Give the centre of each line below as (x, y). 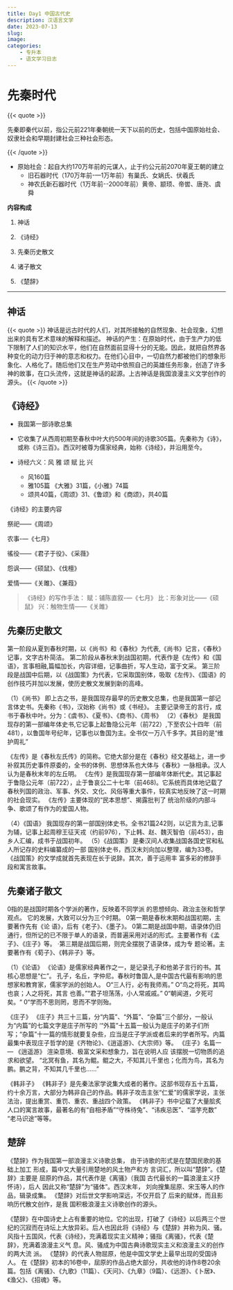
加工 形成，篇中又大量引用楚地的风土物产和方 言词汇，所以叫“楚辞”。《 (119, 1169)
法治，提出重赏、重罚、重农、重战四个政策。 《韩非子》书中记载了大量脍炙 (114, 1101)
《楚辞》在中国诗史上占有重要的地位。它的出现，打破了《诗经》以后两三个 (113, 1218)
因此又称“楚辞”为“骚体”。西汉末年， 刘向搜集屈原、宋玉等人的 (130, 1186)
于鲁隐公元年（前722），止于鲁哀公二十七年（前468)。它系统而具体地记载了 (115, 782)
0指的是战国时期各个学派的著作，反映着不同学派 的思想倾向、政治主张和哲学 (116, 909)
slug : (15, 33)
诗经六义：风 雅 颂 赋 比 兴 (55, 462)
